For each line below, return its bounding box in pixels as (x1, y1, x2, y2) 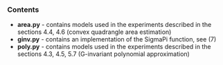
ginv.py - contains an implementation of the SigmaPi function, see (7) (17, 35, 217, 44)
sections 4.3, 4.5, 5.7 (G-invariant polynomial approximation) (17, 50, 190, 58)
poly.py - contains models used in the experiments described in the (17, 43, 211, 51)
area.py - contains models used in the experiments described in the (17, 21, 212, 29)
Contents (7, 5, 39, 15)
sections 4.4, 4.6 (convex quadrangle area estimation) (17, 28, 172, 36)
